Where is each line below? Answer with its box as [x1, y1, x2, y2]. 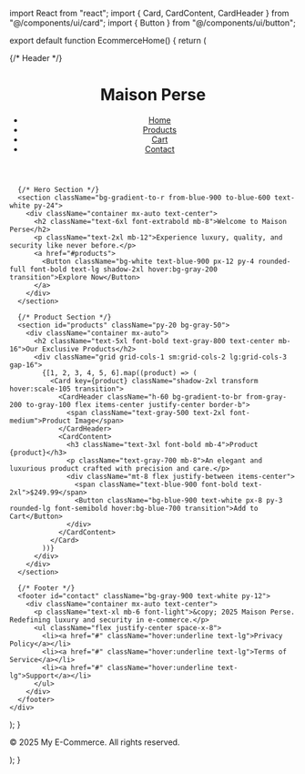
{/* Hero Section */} [17, 185, 100, 194]
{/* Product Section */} [17, 312, 112, 321]
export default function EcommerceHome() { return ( [9, 36, 207, 46]
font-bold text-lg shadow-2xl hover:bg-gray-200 [29, 264, 219, 274]
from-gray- [245, 392, 287, 402]
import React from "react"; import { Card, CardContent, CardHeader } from [9, 8, 290, 18]
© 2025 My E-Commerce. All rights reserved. [9, 737, 180, 748]
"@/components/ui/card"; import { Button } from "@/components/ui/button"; [9, 17, 296, 28]
